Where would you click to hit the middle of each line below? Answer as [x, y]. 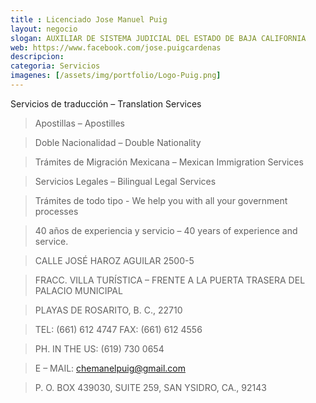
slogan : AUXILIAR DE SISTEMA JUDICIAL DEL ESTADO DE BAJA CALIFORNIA [158, 38]
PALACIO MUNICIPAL [78, 290]
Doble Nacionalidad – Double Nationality [118, 142]
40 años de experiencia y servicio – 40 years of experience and [166, 230]
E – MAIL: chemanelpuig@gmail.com [110, 368]
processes [56, 211]
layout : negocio [44, 29]
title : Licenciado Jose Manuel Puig [89, 19]
